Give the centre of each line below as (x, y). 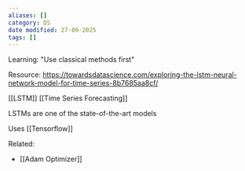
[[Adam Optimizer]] (51, 159)
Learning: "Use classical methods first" (71, 60)
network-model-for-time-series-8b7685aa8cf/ (83, 83)
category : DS (29, 23)
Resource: (25, 75)
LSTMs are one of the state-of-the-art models (82, 114)
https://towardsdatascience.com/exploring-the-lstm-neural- (140, 75)
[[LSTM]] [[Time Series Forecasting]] (68, 98)
